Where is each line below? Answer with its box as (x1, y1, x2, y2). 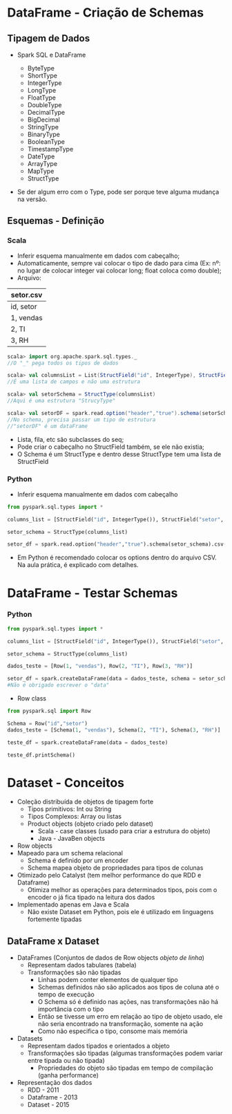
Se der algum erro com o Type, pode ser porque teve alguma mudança (17, 188, 220, 196)
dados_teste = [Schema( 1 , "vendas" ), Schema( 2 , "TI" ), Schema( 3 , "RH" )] (7, 726, 221, 734)
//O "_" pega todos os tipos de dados (7, 360, 119, 366)
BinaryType (27, 130, 60, 138)
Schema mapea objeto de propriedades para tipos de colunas (27, 864, 204, 872)
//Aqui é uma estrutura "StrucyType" (7, 398, 116, 405)
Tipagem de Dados (7, 33, 90, 44)
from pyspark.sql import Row (7, 707, 91, 715)
